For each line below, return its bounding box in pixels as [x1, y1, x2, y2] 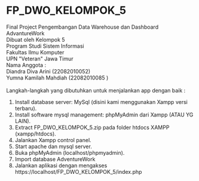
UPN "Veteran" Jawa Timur [6, 55, 74, 62]
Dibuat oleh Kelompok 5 [6, 36, 65, 43]
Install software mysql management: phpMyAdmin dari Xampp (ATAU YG [14, 111, 194, 118]
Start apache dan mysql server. [14, 143, 93, 150]
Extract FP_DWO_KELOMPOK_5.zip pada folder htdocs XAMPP [14, 124, 170, 131]
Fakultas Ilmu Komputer [6, 48, 65, 56]
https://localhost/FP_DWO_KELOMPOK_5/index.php [14, 168, 142, 175]
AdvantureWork [6, 29, 45, 36]
